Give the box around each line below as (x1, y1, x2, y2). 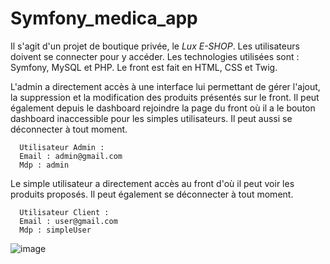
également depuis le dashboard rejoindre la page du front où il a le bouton (10, 102, 316, 114)
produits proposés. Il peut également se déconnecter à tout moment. (10, 188, 294, 200)
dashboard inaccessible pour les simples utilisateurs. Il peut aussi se (10, 112, 293, 124)
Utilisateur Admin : (19, 142, 105, 152)
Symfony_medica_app (10, 7, 198, 30)
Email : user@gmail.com (19, 216, 118, 226)
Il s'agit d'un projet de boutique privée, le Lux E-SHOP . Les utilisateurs (10, 40, 300, 52)
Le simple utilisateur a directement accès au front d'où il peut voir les (10, 177, 295, 189)
